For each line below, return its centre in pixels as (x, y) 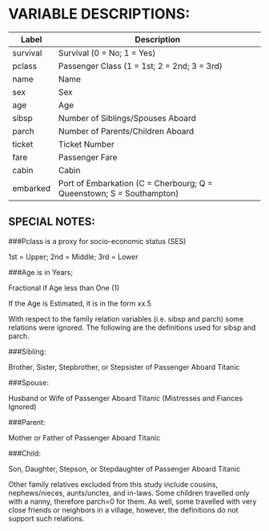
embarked (32, 188)
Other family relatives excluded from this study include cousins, (113, 484)
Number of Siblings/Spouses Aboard (127, 118)
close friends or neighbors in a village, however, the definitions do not (123, 509)
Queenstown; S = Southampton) (119, 193)
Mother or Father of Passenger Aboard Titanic (84, 437)
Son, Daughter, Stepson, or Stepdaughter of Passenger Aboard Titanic (124, 468)
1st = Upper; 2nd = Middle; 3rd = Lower (73, 257)
